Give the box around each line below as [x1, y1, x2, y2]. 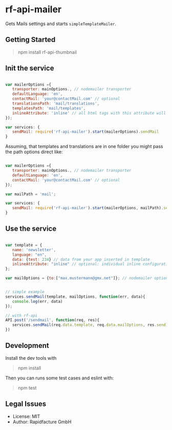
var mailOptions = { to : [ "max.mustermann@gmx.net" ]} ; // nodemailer [5, 276, 153, 281]
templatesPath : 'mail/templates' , [12, 106, 86, 111]
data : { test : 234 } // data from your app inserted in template [12, 257, 150, 262]
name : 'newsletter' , [12, 247, 56, 252]
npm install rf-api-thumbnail [17, 49, 77, 55]
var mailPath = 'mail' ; [5, 191, 56, 197]
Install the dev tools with [5, 355, 57, 361]
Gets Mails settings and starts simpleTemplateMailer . [5, 21, 117, 27]
